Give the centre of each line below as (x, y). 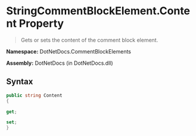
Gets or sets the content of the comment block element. (89, 40)
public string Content (34, 95)
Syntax (20, 82)
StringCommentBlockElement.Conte (98, 11)
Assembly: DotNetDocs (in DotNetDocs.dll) (60, 63)
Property (41, 23)
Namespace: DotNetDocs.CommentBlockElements (69, 51)
